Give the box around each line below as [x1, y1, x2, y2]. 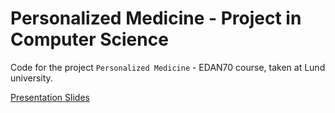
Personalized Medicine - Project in [10, 7, 302, 30]
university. [10, 72, 53, 84]
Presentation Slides [10, 91, 90, 103]
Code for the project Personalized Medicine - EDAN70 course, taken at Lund [10, 61, 326, 73]
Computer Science [10, 28, 169, 51]
